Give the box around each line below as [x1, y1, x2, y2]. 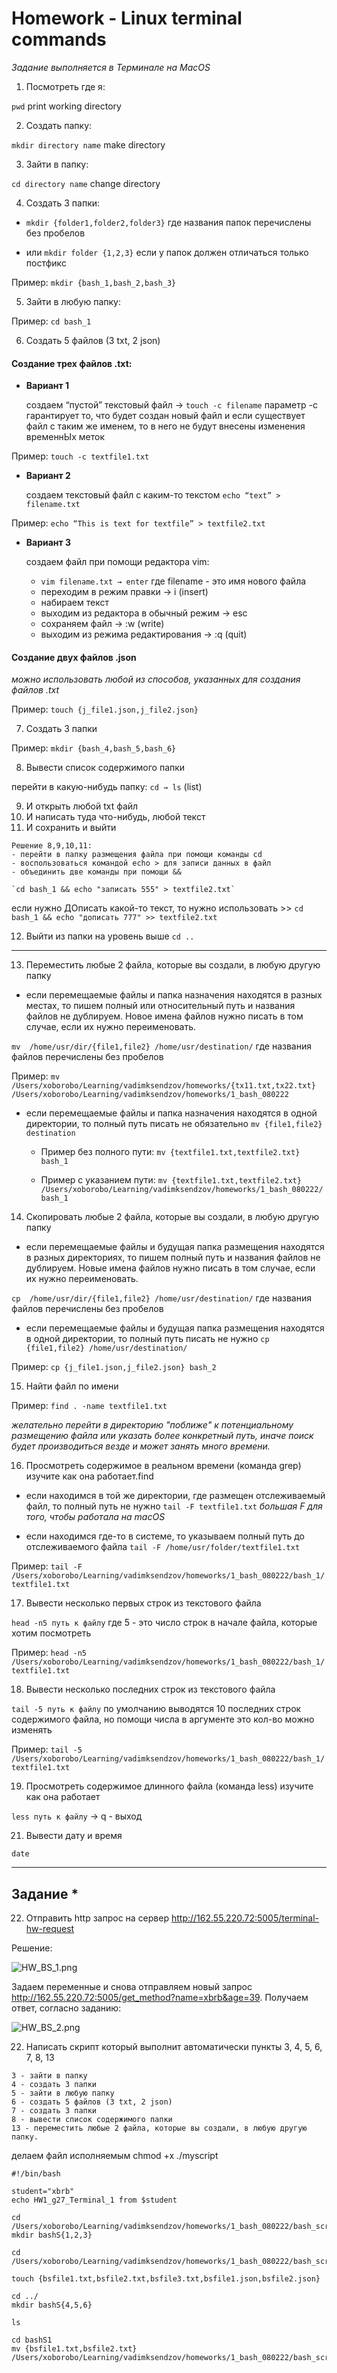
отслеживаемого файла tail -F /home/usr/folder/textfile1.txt [25, 1541, 301, 1553]
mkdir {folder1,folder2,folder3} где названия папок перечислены [25, 216, 312, 228]
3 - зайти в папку [11, 2071, 88, 2081]
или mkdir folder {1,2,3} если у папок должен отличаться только [25, 246, 309, 258]
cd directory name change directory [11, 177, 161, 189]
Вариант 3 [25, 537, 72, 549]
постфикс [25, 257, 67, 269]
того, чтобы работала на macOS [25, 1511, 166, 1523]
